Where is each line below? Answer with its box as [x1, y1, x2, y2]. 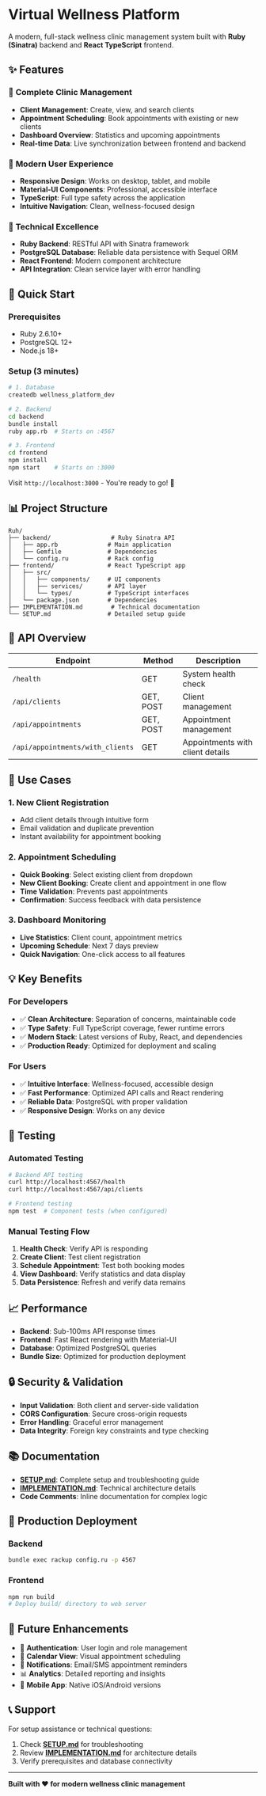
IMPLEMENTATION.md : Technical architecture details [19, 1483, 196, 1493]
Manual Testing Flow [8, 1225, 90, 1236]
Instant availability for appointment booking [19, 832, 161, 841]
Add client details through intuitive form [19, 815, 149, 825]
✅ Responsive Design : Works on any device [19, 1106, 165, 1115]
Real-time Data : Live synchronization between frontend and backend [19, 139, 246, 148]
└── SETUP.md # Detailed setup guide [8, 609, 186, 618]
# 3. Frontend [8, 442, 55, 450]
